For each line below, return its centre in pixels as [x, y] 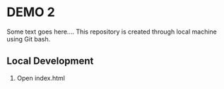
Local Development [50, 61]
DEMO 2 [31, 12]
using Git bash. [29, 39]
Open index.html [41, 78]
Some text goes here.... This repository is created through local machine [112, 32]
